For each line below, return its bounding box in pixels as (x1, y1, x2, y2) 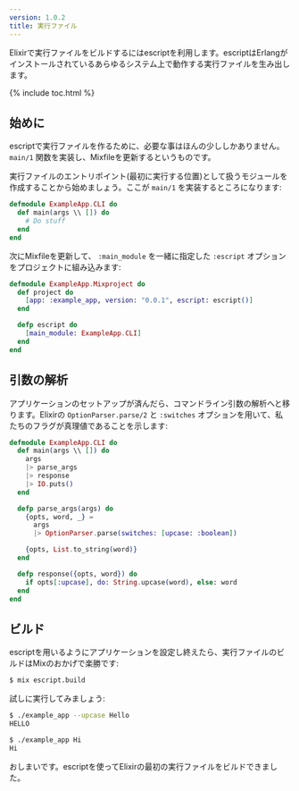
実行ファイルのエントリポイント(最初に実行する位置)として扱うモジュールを (9, 171, 288, 181)
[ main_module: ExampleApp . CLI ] (25, 329, 142, 338)
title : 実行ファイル (9, 21, 78, 30)
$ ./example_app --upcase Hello (9, 711, 129, 720)
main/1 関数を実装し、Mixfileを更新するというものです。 (9, 152, 216, 163)
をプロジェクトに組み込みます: (9, 261, 122, 273)
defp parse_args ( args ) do (17, 504, 114, 513)
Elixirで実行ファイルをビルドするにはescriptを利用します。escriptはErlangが (9, 46, 288, 58)
